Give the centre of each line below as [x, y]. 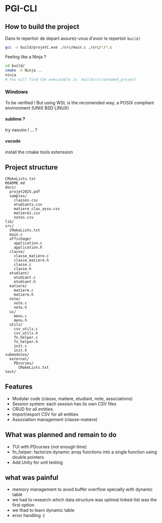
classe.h [23, 269]
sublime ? [15, 119]
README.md [15, 183]
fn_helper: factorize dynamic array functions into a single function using [84, 452]
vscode [13, 141]
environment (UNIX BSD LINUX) [37, 108]
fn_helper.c [26, 337]
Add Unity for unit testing [37, 462]
